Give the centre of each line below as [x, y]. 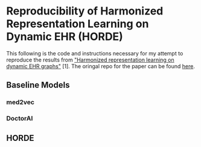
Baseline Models [38, 85]
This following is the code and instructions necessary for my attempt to [95, 53]
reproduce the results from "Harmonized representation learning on [91, 60]
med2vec [21, 102]
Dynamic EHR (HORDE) [65, 37]
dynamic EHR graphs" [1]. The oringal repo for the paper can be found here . [101, 66]
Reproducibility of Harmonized [85, 11]
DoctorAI [20, 119]
